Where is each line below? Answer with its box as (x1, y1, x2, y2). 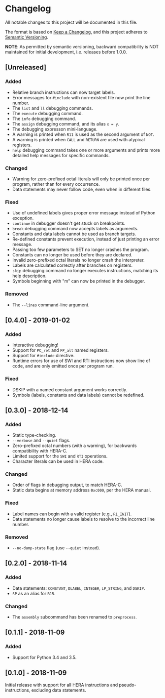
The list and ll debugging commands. (12, 105, 93, 111)
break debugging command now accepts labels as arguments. (12, 226, 139, 232)
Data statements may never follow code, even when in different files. (12, 186, 152, 192)
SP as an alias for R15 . (12, 590, 56, 596)
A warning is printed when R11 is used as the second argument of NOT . (12, 131, 154, 137)
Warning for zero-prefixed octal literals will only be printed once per (12, 176, 150, 182)
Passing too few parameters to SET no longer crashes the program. (12, 246, 149, 252)
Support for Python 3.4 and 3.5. (12, 654, 77, 660)
